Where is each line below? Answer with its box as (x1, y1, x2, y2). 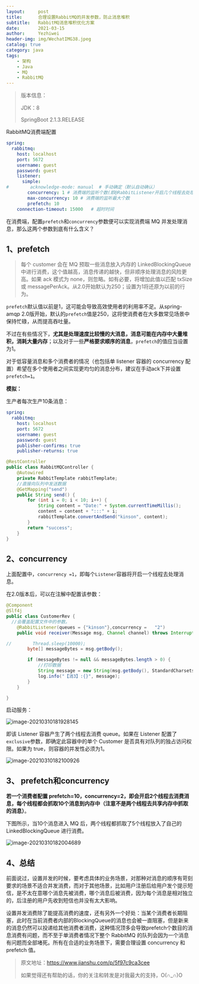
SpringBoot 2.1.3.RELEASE (20, 116, 85, 123)
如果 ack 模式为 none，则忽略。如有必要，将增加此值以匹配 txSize (31, 276, 192, 283)
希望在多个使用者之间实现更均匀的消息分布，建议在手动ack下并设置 (16, 365, 181, 372)
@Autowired (17, 470, 44, 476)
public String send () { (17, 492, 76, 498)
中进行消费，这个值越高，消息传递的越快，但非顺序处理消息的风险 (20, 268, 182, 275)
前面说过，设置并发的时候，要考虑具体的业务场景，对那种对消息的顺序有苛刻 (6, 874, 193, 882)
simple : (21, 179, 41, 185)
